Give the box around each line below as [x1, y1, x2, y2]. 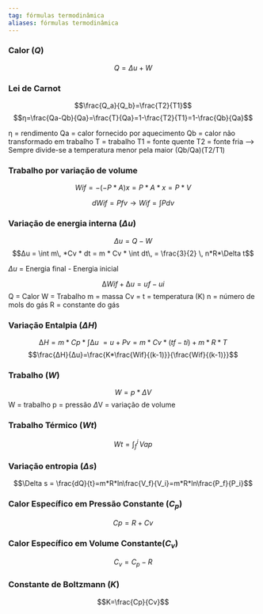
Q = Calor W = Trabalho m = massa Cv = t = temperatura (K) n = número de [8, 291, 255, 301]
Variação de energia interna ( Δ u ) [8, 218, 136, 229]
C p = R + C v [112, 517, 154, 527]
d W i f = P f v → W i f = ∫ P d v [91, 199, 174, 208]
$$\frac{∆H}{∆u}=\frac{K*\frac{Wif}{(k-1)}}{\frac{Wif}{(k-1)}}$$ [28, 350, 238, 359]
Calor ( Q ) [8, 45, 44, 56]
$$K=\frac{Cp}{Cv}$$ [97, 597, 170, 606]
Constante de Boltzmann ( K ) [8, 579, 120, 590]
